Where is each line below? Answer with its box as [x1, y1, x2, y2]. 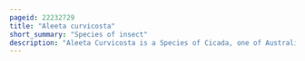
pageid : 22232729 [9, 13, 75, 22]
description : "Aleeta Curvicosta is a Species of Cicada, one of [9, 38, 261, 48]
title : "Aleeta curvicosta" [9, 22, 116, 30]
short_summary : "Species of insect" [9, 30, 148, 39]
